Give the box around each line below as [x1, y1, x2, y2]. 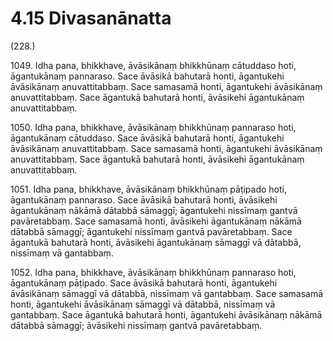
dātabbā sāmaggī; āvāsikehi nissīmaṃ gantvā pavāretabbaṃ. [10, 319, 263, 331]
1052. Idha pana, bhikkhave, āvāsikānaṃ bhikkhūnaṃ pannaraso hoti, [10, 266, 297, 278]
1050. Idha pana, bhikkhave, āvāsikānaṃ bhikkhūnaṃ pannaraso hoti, [10, 121, 297, 133]
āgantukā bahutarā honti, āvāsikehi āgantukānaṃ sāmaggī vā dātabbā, [10, 236, 302, 248]
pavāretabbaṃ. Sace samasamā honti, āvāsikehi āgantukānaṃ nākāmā [10, 215, 302, 227]
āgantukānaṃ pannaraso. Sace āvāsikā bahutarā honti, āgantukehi [10, 70, 285, 82]
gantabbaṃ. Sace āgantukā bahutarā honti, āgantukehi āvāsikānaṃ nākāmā [10, 308, 323, 321]
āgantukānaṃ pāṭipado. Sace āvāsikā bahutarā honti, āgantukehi [10, 277, 278, 289]
